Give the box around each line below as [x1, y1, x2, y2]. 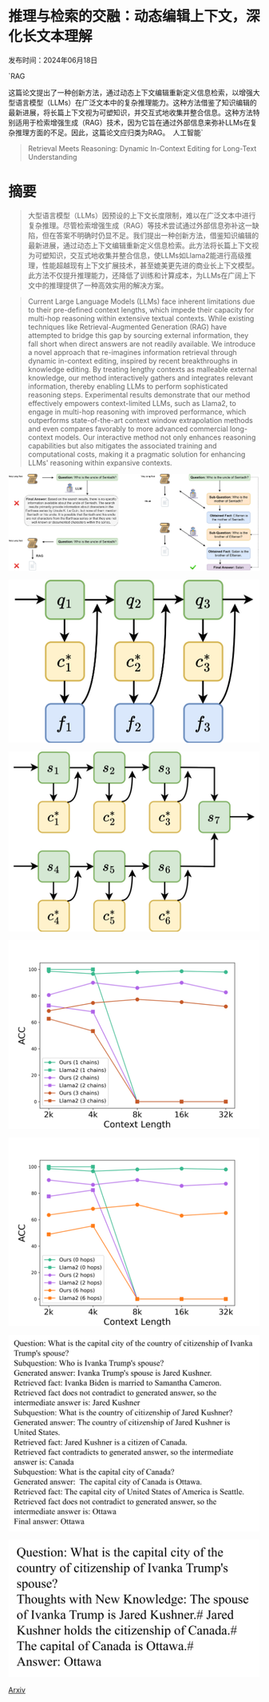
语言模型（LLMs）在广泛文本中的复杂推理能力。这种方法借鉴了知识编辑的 [14, 98, 257, 107]
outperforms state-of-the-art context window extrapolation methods [27, 415, 253, 425]
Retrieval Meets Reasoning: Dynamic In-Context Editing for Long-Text [27, 143, 257, 153]
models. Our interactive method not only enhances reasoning [54, 432, 256, 442]
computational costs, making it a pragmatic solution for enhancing [27, 449, 246, 459]
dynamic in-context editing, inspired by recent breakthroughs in [27, 356, 238, 365]
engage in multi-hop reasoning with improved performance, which [27, 407, 247, 417]
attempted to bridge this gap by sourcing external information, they [27, 330, 249, 340]
